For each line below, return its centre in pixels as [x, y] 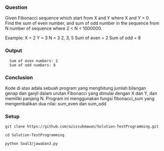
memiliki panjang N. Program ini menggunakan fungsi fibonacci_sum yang [80, 98]
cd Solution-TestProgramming [35, 135]
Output [14, 50]
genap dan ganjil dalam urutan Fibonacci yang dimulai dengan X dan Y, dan [81, 93]
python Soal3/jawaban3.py [31, 144]
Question [16, 7]
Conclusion [19, 77]
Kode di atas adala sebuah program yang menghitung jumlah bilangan [76, 88]
